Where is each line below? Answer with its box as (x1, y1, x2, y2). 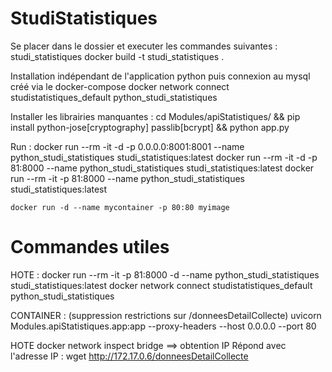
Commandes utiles (10, 236, 170, 259)
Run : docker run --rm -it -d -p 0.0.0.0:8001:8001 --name (10, 140, 245, 152)
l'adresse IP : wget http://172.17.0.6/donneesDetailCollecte (10, 350, 249, 362)
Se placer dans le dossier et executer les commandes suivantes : (10, 40, 278, 52)
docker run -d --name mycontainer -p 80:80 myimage (10, 202, 230, 212)
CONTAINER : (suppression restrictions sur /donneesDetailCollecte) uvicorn (10, 309, 322, 321)
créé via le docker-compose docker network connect (10, 80, 230, 92)
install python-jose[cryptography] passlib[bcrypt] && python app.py (10, 121, 290, 133)
